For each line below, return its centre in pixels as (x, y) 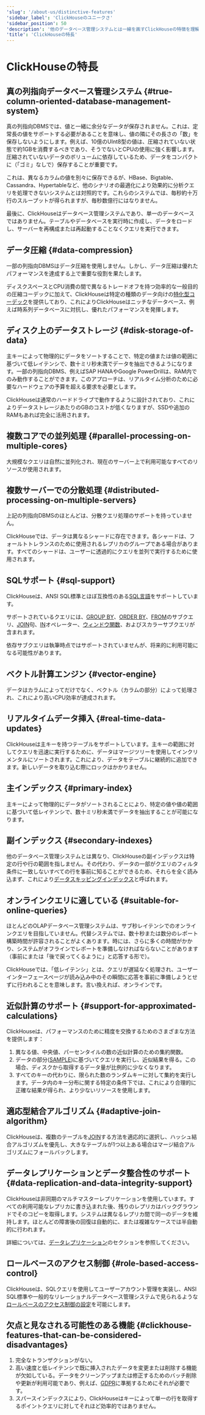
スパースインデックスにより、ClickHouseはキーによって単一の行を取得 (104, 1398)
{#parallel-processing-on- (140, 436)
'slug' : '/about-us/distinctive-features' (61, 12)
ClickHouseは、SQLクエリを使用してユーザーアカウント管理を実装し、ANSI (102, 1289)
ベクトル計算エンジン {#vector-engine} (81, 674)
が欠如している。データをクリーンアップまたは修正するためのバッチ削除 (106, 1376)
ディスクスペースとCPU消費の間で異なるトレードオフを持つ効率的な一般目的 (102, 286)
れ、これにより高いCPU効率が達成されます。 (63, 697)
